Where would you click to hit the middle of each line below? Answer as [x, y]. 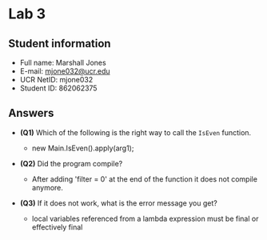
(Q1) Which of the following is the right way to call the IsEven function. [135, 132]
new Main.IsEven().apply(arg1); [83, 148]
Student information [60, 44]
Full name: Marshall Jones [63, 62]
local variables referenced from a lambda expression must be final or [145, 218]
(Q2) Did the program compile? [71, 163]
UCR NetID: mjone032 [56, 80]
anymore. [48, 187]
